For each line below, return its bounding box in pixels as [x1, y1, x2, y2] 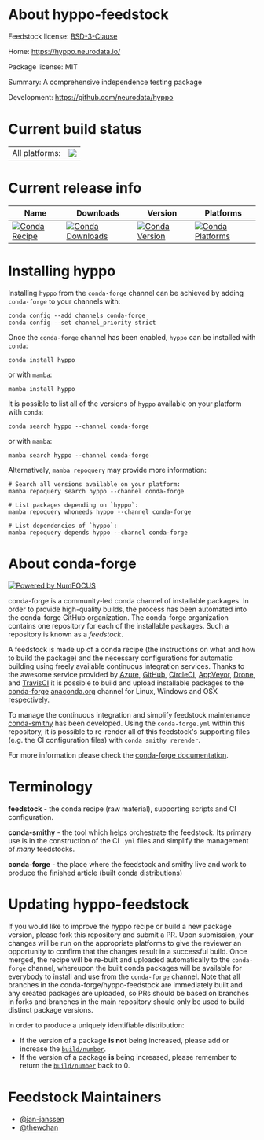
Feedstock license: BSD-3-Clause [8, 31, 118, 41]
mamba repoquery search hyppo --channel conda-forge [8, 487, 185, 495]
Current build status [8, 120, 142, 138]
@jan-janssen [19, 1114, 65, 1123]
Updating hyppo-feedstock [8, 895, 190, 913]
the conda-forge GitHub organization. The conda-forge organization [8, 612, 229, 622]
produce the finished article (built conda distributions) [8, 868, 183, 877]
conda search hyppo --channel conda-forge [8, 422, 149, 430]
